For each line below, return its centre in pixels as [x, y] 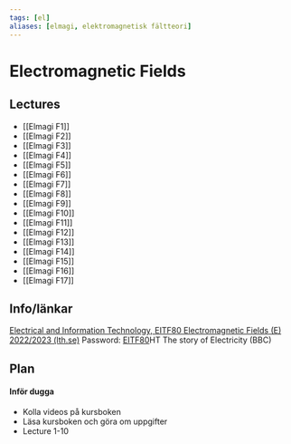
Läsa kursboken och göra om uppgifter [95, 421]
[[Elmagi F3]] [47, 145]
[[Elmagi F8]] [47, 193]
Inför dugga [32, 391]
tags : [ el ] [30, 18]
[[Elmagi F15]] [48, 261]
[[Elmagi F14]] [48, 251]
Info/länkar [41, 309]
